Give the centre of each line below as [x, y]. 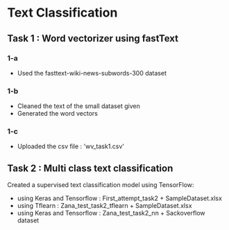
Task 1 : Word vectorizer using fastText [93, 38]
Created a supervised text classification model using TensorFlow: [101, 185]
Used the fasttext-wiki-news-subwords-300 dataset [92, 73]
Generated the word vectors [58, 114]
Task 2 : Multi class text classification [90, 168]
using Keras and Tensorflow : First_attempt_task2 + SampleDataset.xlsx [119, 198]
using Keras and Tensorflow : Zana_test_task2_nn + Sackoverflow [111, 213]
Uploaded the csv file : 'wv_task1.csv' [71, 146]
